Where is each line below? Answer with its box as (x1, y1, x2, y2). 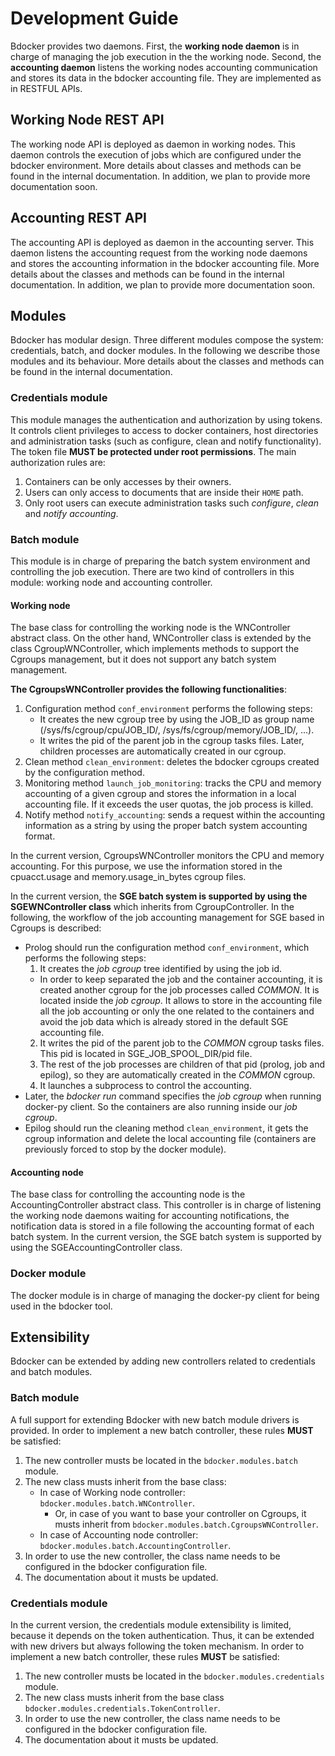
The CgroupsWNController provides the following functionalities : (10, 683, 287, 696)
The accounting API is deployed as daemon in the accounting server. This (10, 236, 315, 248)
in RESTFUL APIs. (10, 82, 83, 94)
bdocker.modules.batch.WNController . (39, 1497, 196, 1509)
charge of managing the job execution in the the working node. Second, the (10, 50, 322, 62)
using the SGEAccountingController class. (10, 1242, 183, 1254)
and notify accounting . (24, 507, 119, 519)
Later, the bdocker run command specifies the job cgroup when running (24, 1090, 322, 1102)
